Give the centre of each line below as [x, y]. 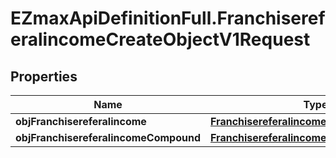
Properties [44, 76]
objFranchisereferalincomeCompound [108, 137]
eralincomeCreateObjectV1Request [160, 39]
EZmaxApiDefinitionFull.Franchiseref [168, 18]
